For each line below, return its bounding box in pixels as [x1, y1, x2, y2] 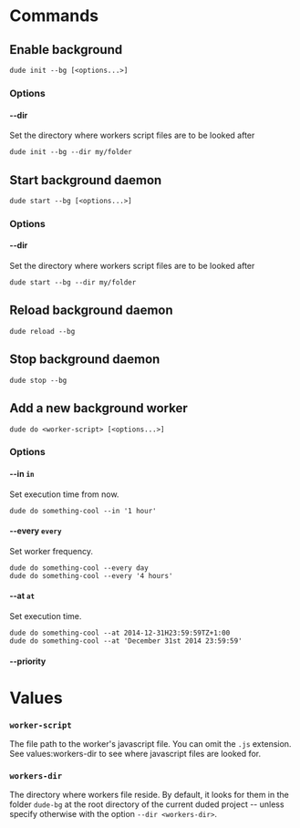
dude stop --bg [9, 376, 67, 385]
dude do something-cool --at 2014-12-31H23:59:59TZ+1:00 [9, 628, 231, 638]
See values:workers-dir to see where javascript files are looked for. [9, 749, 262, 760]
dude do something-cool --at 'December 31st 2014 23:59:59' [9, 637, 243, 646]
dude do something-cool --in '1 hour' [9, 506, 157, 515]
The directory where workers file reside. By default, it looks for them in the [9, 790, 289, 801]
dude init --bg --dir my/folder [9, 148, 132, 157]
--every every [9, 525, 62, 536]
